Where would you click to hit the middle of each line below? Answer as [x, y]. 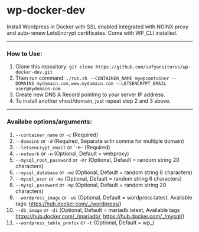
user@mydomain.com [38, 89]
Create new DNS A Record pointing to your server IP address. [90, 94]
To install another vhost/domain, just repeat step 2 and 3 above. [93, 101]
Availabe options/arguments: [49, 122]
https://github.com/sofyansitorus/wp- [143, 67]
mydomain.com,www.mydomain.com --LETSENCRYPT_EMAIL [102, 84]
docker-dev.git [34, 72]
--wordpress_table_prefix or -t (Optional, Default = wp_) [85, 223]
